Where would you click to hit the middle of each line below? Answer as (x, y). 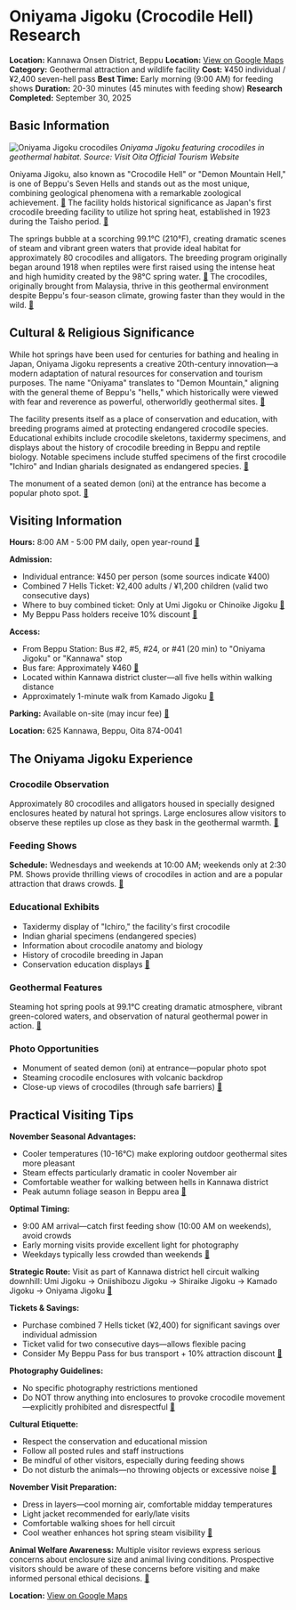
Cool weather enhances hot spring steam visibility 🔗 (117, 1533)
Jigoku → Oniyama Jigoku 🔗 (61, 1291)
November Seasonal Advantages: (72, 1136)
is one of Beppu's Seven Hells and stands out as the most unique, (130, 183)
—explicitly (42, 1407)
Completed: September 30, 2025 (70, 98)
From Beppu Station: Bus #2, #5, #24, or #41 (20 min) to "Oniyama (144, 649)
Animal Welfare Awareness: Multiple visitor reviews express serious (135, 1550)
